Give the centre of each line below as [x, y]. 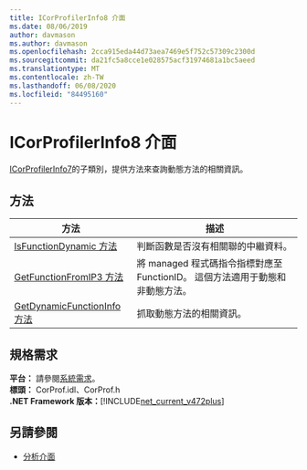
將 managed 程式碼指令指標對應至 [210, 264]
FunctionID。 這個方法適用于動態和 [211, 277]
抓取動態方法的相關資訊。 [191, 314]
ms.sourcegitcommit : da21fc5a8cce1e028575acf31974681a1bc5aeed [132, 60]
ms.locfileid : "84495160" [58, 94]
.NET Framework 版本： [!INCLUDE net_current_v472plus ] [117, 402]
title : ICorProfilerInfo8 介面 [68, 18]
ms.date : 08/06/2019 [49, 26]
